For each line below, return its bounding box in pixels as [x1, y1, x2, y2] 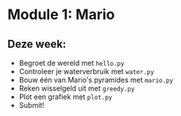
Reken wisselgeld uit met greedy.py [18, 83, 135, 93]
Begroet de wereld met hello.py [18, 58, 125, 68]
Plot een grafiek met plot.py [18, 92, 113, 101]
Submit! [18, 101, 44, 110]
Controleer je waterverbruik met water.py [18, 67, 155, 76]
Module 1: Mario [7, 6, 115, 24]
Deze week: [7, 37, 67, 51]
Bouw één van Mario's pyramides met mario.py [18, 75, 174, 84]
